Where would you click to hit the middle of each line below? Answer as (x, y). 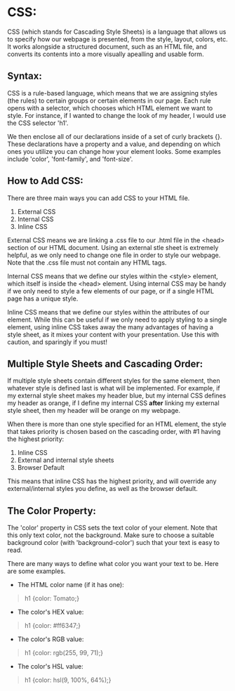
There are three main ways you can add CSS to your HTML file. (99, 198)
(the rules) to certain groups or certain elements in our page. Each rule (109, 100)
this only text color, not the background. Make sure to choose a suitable (111, 535)
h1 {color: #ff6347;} (53, 626)
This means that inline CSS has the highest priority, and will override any (112, 481)
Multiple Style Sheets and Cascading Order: (105, 363)
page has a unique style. (43, 298)
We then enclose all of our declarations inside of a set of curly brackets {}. (115, 136)
